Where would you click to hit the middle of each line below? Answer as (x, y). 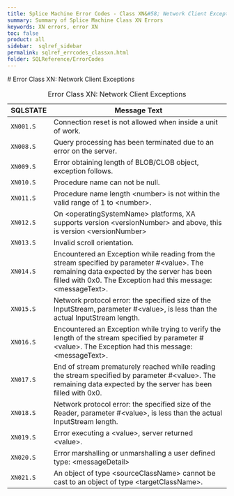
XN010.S (23, 182)
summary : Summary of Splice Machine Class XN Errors (85, 20)
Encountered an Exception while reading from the (134, 254)
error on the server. (85, 151)
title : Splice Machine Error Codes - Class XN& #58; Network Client (107, 14)
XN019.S (23, 437)
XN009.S (23, 166)
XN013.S (23, 242)
